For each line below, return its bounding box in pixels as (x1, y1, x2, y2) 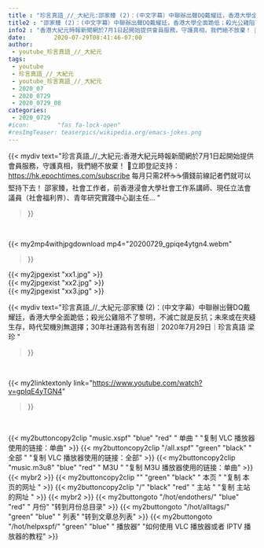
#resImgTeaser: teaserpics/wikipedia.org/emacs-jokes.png (8, 128, 202, 136)
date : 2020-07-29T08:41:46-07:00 (8, 33, 143, 42)
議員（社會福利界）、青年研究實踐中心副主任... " (8, 193, 161, 202)
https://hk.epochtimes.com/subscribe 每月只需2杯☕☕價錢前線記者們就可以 (8, 171, 251, 180)
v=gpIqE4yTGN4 (8, 386, 63, 395)
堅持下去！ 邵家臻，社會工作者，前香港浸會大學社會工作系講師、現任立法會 (8, 182, 251, 193)
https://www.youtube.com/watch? (92, 378, 203, 388)
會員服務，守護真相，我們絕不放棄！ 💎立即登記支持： (8, 160, 181, 170)
